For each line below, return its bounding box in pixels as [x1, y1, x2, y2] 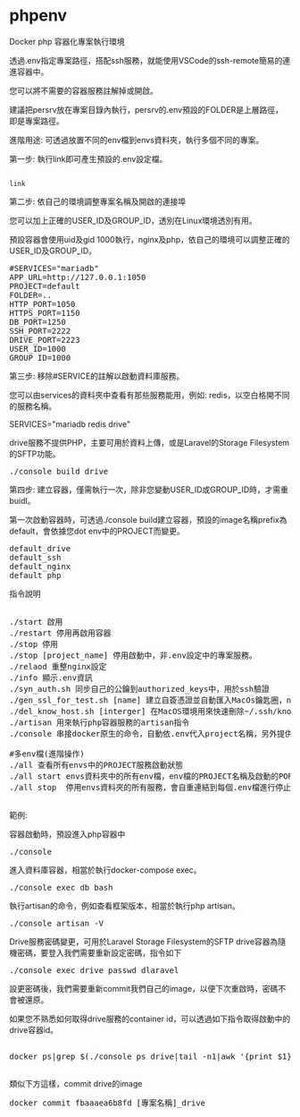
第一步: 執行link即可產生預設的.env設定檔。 [9, 153, 168, 164]
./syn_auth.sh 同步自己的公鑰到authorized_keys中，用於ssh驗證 [9, 684, 270, 694]
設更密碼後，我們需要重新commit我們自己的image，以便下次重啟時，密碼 [9, 983, 279, 993]
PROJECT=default [9, 281, 80, 291]
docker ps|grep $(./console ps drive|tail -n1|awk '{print [9, 1051, 274, 1062]
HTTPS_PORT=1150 [9, 308, 80, 318]
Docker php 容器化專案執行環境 [9, 36, 125, 47]
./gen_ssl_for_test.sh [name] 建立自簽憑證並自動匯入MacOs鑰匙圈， [9, 695, 287, 705]
